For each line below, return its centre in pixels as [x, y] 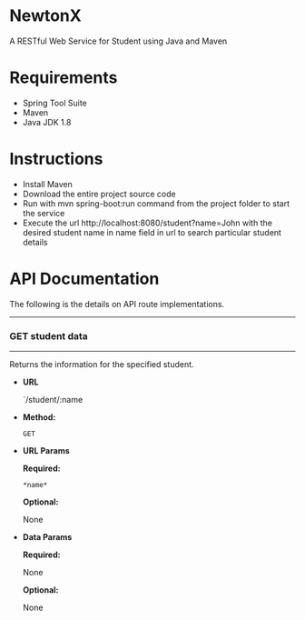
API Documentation [84, 279]
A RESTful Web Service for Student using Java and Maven [118, 41]
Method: [39, 417]
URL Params [46, 451]
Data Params [47, 537]
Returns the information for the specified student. [102, 365]
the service [44, 213]
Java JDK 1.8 [47, 122]
